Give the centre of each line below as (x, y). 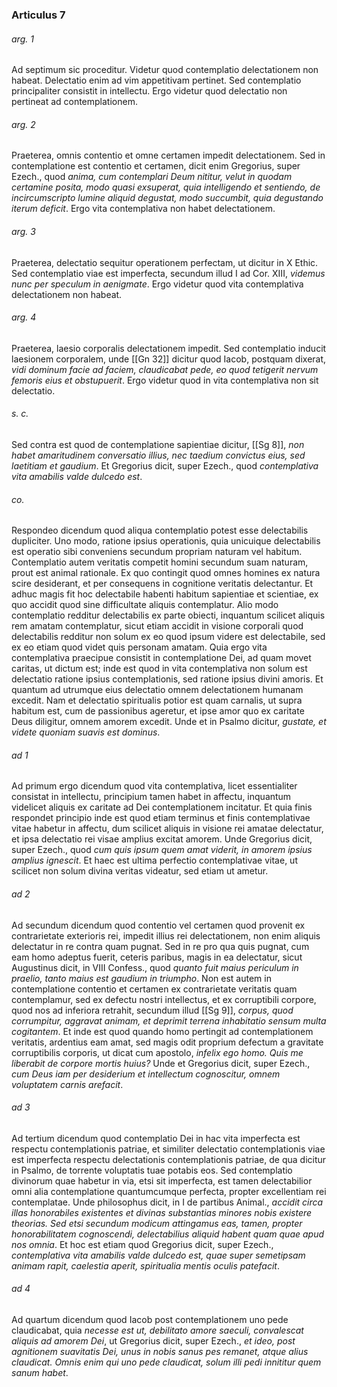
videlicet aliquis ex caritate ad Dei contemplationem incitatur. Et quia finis (162, 807)
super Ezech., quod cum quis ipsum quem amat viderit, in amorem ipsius (162, 850)
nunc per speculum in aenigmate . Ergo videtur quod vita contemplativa (157, 284)
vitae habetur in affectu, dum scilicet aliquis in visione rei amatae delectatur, (167, 829)
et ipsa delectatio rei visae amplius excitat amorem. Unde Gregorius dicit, (162, 839)
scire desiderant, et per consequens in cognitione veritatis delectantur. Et (162, 584)
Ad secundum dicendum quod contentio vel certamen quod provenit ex (158, 925)
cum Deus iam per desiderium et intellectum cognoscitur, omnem (146, 1074)
